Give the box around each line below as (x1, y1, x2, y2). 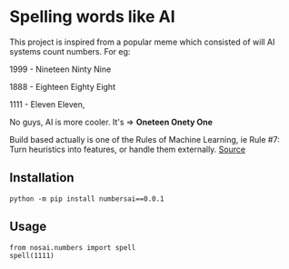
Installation (9, 170, 75, 185)
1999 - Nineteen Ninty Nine (9, 64, 112, 75)
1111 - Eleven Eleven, (9, 98, 85, 110)
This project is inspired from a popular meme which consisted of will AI (9, 36, 275, 47)
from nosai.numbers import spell (9, 243, 136, 252)
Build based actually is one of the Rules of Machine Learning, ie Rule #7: (9, 134, 280, 144)
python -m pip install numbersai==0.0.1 (9, 194, 165, 204)
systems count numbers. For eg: (9, 45, 131, 56)
